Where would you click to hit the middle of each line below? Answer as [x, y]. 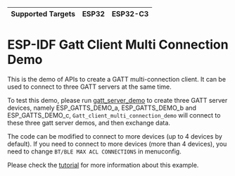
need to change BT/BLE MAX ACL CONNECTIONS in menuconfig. [94, 151]
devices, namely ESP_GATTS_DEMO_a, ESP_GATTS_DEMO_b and [102, 108]
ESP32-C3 [130, 14]
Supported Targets [43, 14]
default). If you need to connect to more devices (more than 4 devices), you [117, 144]
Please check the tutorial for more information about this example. [103, 165]
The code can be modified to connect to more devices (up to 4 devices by [115, 136]
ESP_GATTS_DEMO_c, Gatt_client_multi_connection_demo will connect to [114, 115]
